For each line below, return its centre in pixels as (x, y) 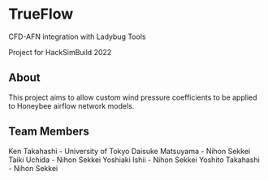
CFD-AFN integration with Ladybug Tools (77, 36)
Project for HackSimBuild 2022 (60, 52)
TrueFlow (41, 14)
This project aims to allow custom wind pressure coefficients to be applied (133, 97)
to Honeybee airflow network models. (71, 105)
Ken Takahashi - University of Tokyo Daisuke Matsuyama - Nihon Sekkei (129, 151)
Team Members (49, 132)
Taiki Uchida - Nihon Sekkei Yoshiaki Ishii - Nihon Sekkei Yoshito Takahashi (134, 160)
